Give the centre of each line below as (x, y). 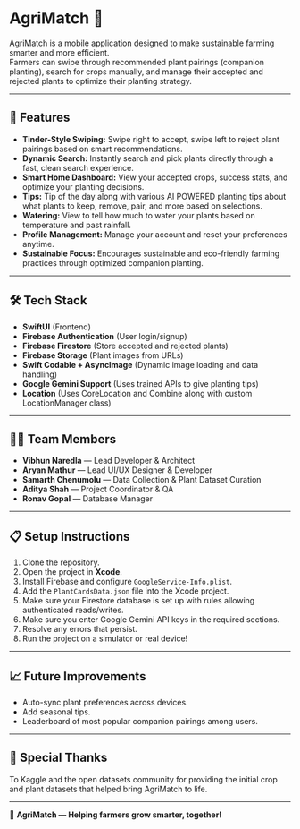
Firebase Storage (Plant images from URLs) (103, 355)
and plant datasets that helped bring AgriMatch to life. (108, 789)
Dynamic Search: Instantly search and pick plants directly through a (148, 158)
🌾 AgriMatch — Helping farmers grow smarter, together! (116, 815)
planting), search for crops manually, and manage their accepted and (136, 72)
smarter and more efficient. (59, 52)
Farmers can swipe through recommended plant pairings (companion (137, 62)
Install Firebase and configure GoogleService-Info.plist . (127, 582)
